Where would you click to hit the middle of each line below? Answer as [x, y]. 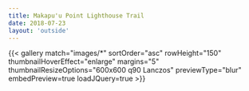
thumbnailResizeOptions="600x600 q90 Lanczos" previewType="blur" [125, 70]
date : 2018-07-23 [37, 23]
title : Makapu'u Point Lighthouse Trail [77, 16]
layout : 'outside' [39, 30]
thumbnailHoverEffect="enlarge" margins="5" [84, 61]
